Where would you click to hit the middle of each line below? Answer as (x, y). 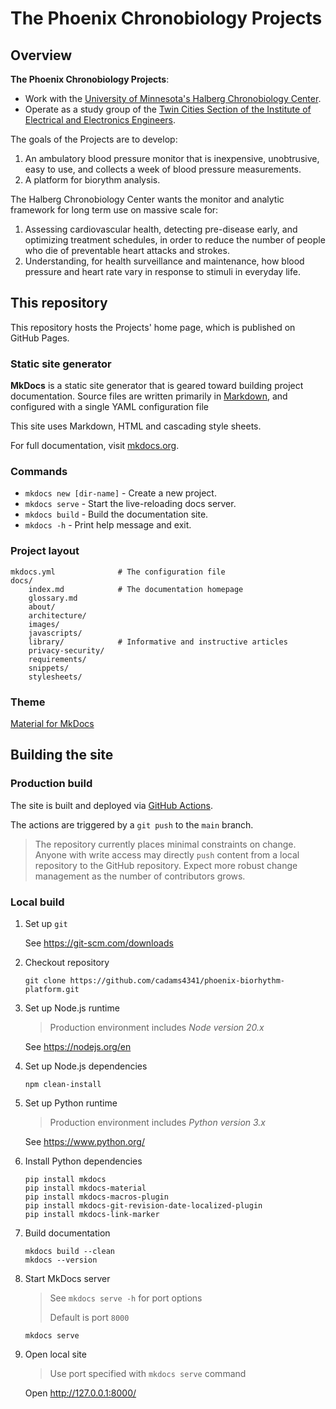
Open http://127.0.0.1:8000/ (80, 1393)
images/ (44, 624)
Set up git (46, 923)
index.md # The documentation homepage (136, 589)
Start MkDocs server (67, 1278)
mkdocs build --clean (69, 1251)
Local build (37, 902)
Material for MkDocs (52, 723)
